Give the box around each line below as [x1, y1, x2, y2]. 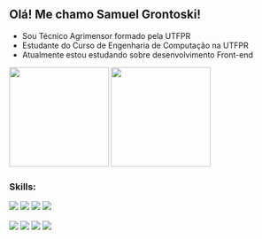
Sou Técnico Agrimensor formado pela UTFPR [21, 30, 191, 41]
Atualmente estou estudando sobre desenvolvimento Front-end [21, 49, 254, 60]
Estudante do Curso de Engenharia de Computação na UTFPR [21, 40, 250, 50]
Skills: [9, 181, 37, 193]
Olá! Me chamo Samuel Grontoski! [9, 7, 202, 22]
